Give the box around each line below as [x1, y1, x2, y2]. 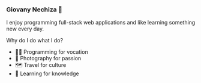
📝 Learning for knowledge [14, 70, 79, 77]
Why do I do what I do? [6, 37, 64, 44]
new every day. [6, 25, 44, 32]
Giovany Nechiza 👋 [6, 5, 63, 14]
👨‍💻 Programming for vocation [14, 48, 88, 56]
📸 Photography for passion [14, 55, 82, 62]
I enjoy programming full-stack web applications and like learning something [6, 19, 196, 26]
